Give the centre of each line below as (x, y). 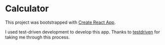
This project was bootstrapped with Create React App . (61, 22)
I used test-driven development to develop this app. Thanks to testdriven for (83, 32)
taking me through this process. (38, 37)
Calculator (27, 9)
